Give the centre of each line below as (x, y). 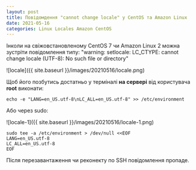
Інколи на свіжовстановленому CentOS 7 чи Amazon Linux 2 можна (93, 46)
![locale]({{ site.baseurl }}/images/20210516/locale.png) (75, 71)
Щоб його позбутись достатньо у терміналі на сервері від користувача (98, 82)
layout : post (23, 12)
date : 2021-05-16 (28, 23)
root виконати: (25, 89)
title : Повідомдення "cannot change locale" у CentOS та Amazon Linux (97, 17)
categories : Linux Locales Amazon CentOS (59, 29)
